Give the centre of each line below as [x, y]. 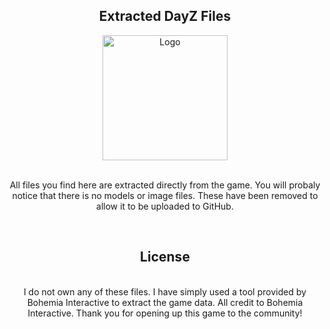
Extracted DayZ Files [165, 16]
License [165, 257]
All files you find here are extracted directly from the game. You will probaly [165, 185]
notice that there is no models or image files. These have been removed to [165, 195]
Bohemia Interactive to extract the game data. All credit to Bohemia [165, 302]
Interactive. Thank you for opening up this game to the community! [165, 313]
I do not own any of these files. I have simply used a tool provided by [165, 291]
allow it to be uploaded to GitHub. [165, 206]
